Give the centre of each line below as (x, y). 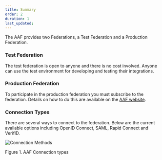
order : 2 (14, 14)
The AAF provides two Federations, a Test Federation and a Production (76, 37)
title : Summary (20, 10)
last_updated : (20, 23)
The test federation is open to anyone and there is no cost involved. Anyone (81, 66)
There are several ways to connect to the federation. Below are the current (80, 123)
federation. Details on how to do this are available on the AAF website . (76, 99)
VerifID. (13, 133)
